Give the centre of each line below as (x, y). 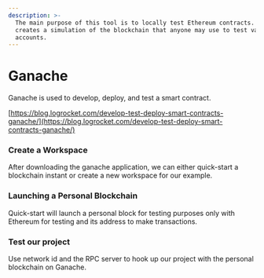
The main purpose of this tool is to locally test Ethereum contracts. (135, 23)
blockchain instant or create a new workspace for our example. (110, 176)
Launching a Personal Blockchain (73, 196)
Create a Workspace (48, 150)
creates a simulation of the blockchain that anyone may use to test (131, 30)
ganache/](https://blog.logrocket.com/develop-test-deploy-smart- (115, 122)
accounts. (31, 37)
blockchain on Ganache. (47, 267)
